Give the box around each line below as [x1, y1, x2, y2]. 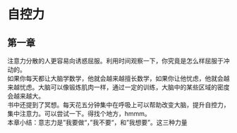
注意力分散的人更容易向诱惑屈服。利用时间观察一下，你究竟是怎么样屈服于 [7, 57, 224, 65]
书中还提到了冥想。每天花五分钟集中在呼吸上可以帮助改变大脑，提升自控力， [7, 101, 230, 109]
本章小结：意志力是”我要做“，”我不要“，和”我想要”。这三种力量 [7, 118, 188, 127]
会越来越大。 [7, 92, 44, 100]
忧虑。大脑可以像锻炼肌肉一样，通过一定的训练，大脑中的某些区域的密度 [19, 83, 230, 91]
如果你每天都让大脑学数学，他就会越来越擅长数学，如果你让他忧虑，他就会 [7, 75, 224, 82]
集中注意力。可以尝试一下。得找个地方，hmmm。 [7, 110, 152, 118]
